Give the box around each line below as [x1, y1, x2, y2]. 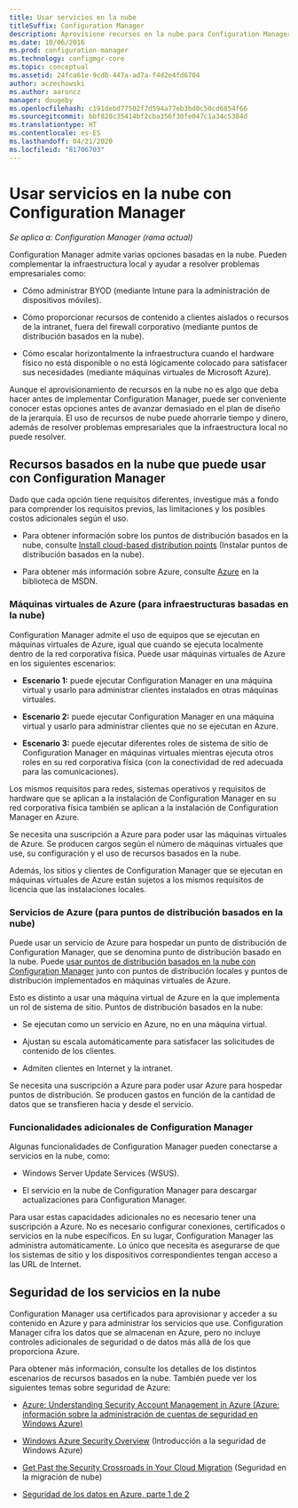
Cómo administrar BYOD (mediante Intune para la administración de [21, 285, 271, 296]
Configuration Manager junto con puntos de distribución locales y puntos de [9, 965, 288, 976]
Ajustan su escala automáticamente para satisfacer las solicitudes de [21, 1036, 275, 1047]
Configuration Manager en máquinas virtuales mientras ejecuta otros [21, 747, 274, 758]
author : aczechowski [9, 79, 86, 88]
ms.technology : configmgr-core [9, 54, 125, 63]
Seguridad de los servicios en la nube [9, 1285, 222, 1300]
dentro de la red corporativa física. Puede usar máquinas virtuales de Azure [9, 648, 286, 658]
